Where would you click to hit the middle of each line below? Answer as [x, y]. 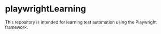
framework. [16, 27]
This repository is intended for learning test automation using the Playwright [81, 22]
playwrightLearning [46, 9]
